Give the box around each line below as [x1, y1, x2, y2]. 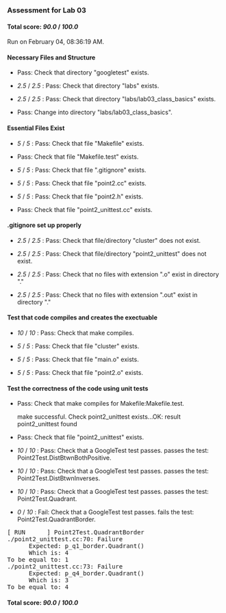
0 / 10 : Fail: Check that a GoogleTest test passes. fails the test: [16, 508, 194, 517]
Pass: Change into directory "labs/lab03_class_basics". [16, 108, 173, 116]
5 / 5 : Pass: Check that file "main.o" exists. [16, 355, 139, 363]
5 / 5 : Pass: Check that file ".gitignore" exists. [16, 166, 147, 174]
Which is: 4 [28, 549, 69, 557]
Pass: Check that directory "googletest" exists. [16, 68, 149, 77]
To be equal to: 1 [7, 556, 69, 564]
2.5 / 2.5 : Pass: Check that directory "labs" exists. [16, 81, 160, 90]
